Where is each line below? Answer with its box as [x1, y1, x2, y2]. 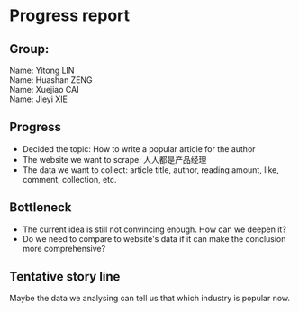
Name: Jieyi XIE [9, 94, 68, 104]
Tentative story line [9, 269, 121, 284]
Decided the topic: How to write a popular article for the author [22, 143, 256, 154]
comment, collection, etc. [22, 174, 117, 184]
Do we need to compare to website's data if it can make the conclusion [22, 233, 286, 244]
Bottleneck [9, 200, 72, 216]
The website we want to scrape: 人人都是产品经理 [22, 154, 207, 165]
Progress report [9, 5, 131, 26]
